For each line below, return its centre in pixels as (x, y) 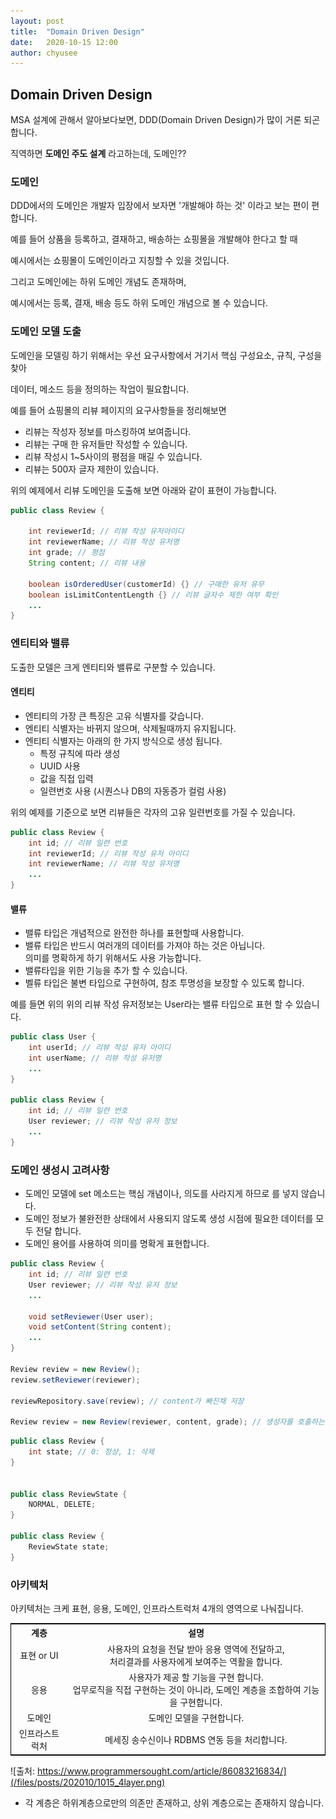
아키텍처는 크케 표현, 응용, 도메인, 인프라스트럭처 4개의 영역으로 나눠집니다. (157, 1608)
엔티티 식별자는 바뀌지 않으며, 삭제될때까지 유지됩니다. (130, 728)
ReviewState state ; (69, 1546)
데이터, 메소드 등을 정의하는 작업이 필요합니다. (100, 389)
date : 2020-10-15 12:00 (64, 42)
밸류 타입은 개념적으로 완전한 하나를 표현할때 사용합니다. (134, 933)
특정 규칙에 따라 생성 (80, 753)
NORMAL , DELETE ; (62, 1505)
